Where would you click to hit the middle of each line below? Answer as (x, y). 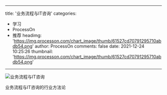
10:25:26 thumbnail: (33, 51)
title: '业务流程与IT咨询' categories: (41, 13)
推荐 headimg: (27, 35)
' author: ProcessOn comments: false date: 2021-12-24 (88, 46)
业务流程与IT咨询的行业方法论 (36, 87)
